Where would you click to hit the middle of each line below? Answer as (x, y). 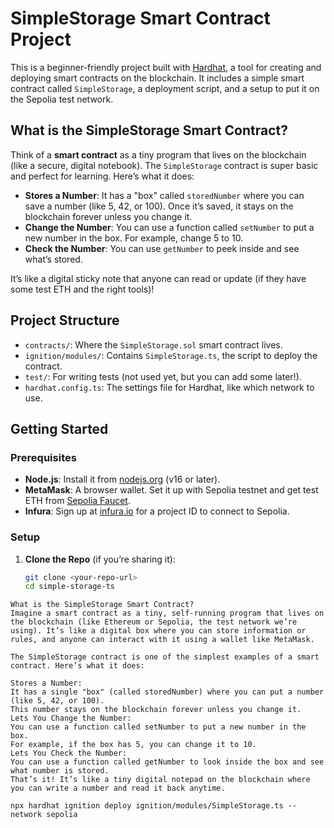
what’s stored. (53, 259)
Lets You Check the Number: (69, 753)
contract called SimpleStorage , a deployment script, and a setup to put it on (165, 88)
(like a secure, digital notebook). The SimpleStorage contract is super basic (164, 165)
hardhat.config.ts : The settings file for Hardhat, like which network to (169, 387)
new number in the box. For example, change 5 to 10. (134, 238)
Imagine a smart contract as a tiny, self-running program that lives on (167, 613)
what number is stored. (60, 771)
